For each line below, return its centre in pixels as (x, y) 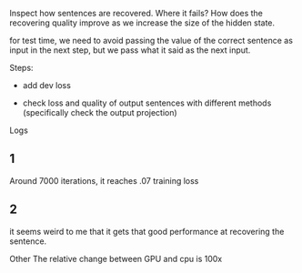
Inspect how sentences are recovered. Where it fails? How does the (136, 13)
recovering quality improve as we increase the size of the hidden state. (142, 23)
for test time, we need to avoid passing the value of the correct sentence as (151, 40)
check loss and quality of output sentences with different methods (147, 103)
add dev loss (46, 85)
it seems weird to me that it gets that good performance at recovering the (147, 231)
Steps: (21, 68)
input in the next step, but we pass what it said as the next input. (130, 50)
